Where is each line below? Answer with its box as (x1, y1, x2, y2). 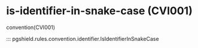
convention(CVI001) (6, 24, 56, 31)
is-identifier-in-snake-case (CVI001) (6, 4, 193, 18)
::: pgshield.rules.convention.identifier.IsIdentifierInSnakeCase (6, 35, 160, 42)
